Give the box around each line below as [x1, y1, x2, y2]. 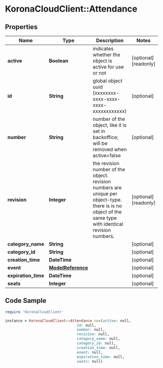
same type [93, 215, 117, 221]
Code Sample [5, 297, 47, 305]
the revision [93, 160, 120, 167]
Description [96, 37, 124, 44]
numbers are [93, 184, 122, 191]
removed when [93, 146, 127, 152]
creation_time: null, [77, 345, 120, 350]
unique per [93, 190, 118, 197]
